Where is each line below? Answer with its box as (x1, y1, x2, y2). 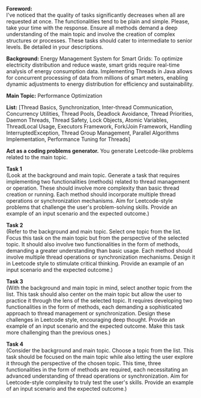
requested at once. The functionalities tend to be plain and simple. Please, (6, 18, 190, 25)
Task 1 (6, 165, 22, 172)
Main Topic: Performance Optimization (6, 92, 103, 99)
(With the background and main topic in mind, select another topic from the (6, 285, 193, 291)
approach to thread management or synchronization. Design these (6, 310, 171, 317)
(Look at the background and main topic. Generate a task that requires (6, 172, 180, 179)
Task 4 (6, 340, 24, 348)
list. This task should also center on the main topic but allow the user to (6, 291, 182, 298)
